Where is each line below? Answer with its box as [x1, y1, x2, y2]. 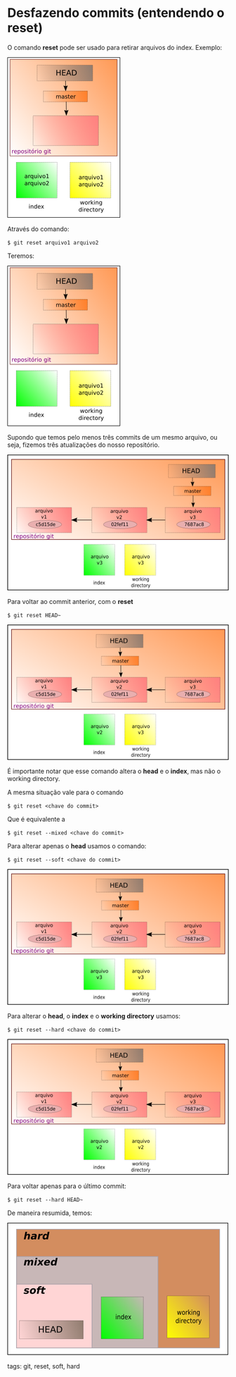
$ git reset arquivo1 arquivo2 [7, 239, 99, 246]
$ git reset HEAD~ [7, 612, 61, 619]
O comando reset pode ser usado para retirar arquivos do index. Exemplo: [7, 43, 223, 51]
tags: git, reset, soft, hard [7, 1361, 81, 1370]
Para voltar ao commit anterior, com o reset [7, 597, 133, 605]
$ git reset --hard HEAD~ [7, 1196, 83, 1203]
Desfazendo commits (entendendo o [7, 5, 225, 21]
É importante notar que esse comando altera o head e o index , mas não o [7, 767, 221, 776]
